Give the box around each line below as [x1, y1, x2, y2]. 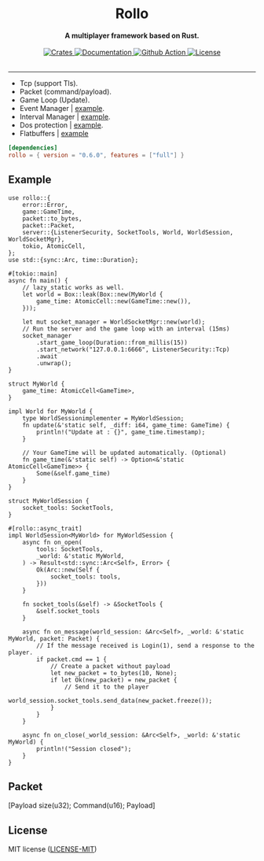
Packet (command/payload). [19, 87, 112, 96]
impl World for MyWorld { [8, 407, 93, 416]
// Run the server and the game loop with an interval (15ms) [22, 324, 230, 333]
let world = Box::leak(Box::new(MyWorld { [22, 290, 163, 298]
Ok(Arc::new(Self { [36, 566, 101, 574]
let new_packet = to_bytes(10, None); [49, 669, 178, 677]
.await [36, 352, 58, 360]
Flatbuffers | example [19, 128, 89, 138]
